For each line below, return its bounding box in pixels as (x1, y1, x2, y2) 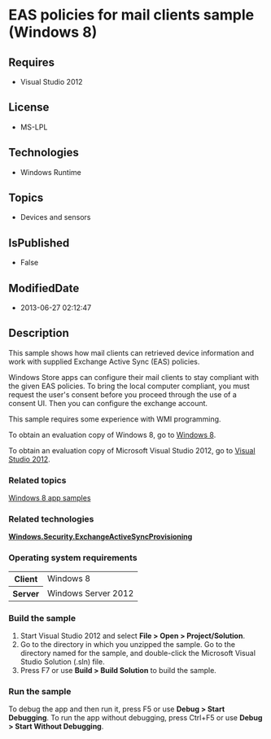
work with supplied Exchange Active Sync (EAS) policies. (8, 356, 200, 366)
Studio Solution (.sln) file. (20, 657, 105, 667)
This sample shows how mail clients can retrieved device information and (8, 348, 255, 357)
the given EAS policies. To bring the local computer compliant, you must (8, 381, 250, 391)
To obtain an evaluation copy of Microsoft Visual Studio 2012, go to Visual (8, 445, 256, 455)
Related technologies (8, 514, 94, 525)
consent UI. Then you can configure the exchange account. (8, 398, 208, 408)
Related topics (8, 474, 67, 486)
